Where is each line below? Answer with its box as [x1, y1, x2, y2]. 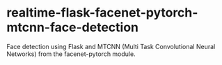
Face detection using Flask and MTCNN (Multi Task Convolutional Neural [6, 42, 216, 50]
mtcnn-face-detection [6, 19, 138, 35]
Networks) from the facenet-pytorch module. [6, 50, 136, 58]
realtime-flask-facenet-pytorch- [6, 5, 198, 21]
